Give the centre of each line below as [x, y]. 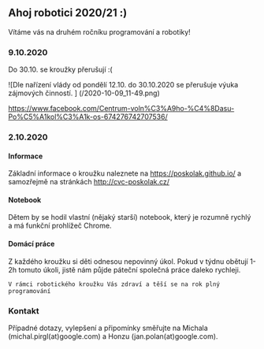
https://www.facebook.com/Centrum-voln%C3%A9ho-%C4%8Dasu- [121, 109]
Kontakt [24, 310]
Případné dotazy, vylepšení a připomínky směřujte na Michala [108, 328]
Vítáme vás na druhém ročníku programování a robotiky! [99, 32]
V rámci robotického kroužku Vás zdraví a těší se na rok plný [114, 284]
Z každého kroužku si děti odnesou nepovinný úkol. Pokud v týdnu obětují [128, 261]
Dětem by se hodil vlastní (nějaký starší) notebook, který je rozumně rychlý [130, 217]
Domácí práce [32, 244]
